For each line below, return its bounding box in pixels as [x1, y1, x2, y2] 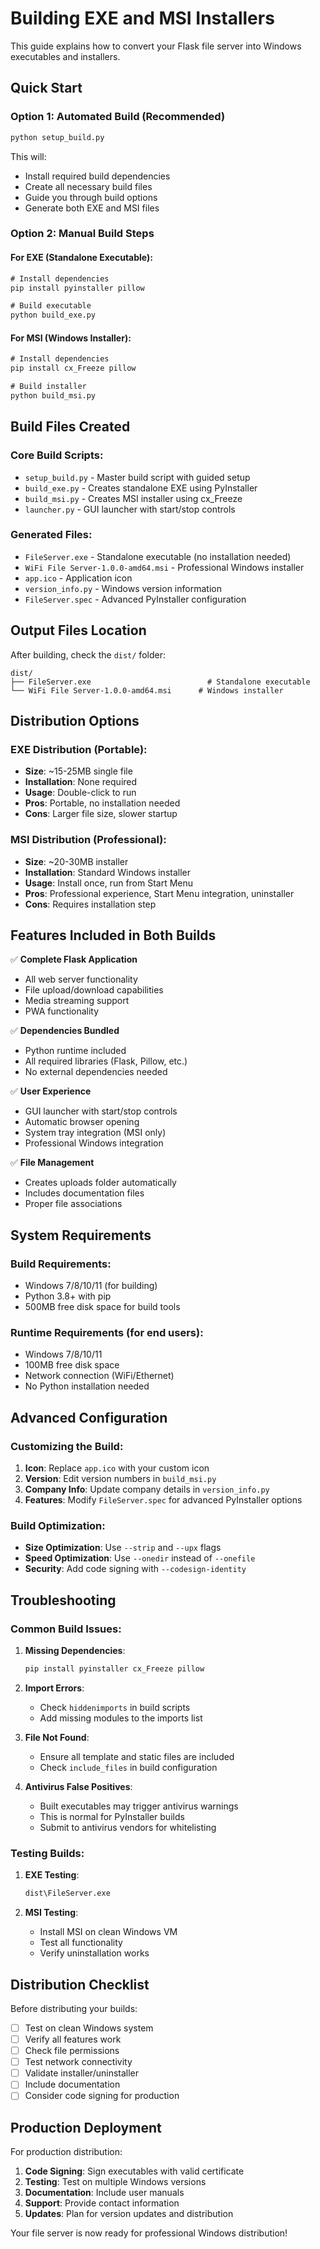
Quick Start [10, 80, 83, 97]
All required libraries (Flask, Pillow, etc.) [24, 1055, 188, 1067]
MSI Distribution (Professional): [10, 833, 167, 847]
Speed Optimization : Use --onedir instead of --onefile [24, 1552, 256, 1564]
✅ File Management [10, 1157, 95, 1169]
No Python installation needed [24, 1380, 150, 1392]
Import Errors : [24, 1682, 85, 1694]
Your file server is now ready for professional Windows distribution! [10, 2227, 288, 2239]
